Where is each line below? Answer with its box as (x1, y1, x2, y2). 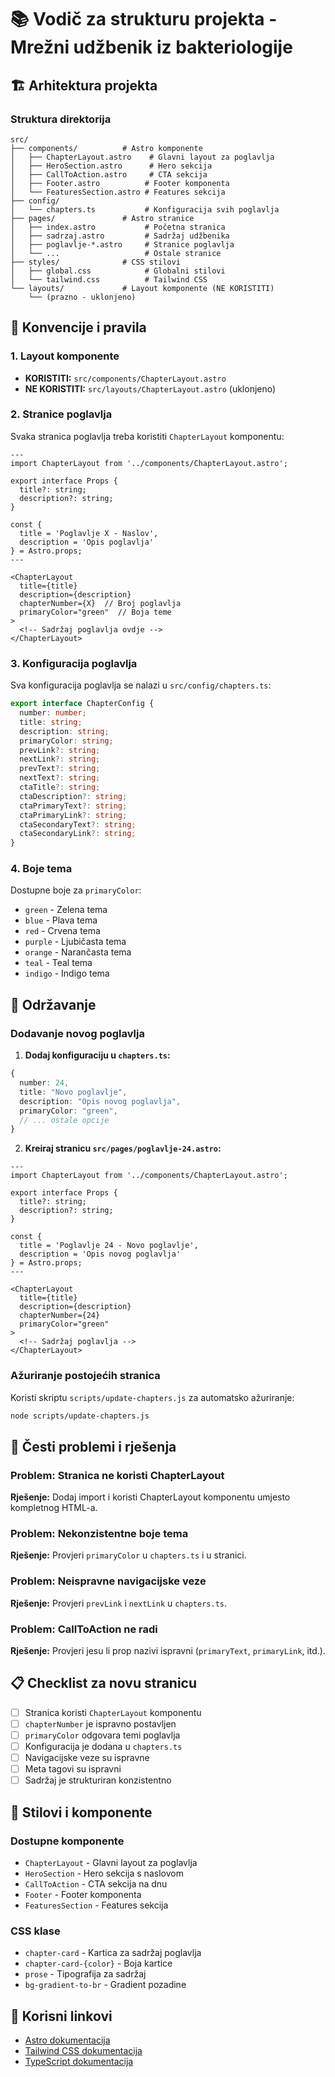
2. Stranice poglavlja (10, 407, 113, 421)
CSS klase (10, 1924, 61, 1938)
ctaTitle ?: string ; (19, 782, 101, 793)
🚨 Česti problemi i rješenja (10, 1438, 177, 1455)
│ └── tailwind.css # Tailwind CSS (10, 274, 208, 285)
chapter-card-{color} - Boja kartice (24, 1957, 173, 1970)
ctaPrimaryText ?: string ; (19, 801, 128, 811)
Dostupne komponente (10, 1834, 125, 1848)
